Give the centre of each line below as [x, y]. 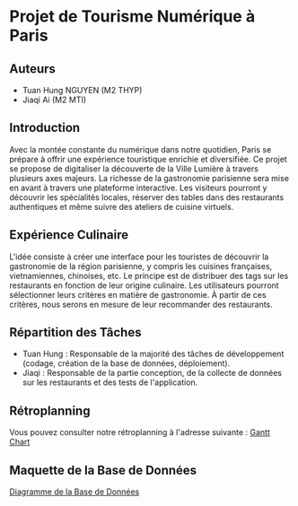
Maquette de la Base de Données [103, 470]
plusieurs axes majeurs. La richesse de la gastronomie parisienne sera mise [149, 178]
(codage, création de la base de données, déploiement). [126, 363]
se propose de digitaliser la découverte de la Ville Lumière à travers [134, 169]
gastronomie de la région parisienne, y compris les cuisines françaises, [141, 266]
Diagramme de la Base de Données [74, 492]
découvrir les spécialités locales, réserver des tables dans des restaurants [147, 197]
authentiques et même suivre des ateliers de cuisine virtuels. [122, 206]
